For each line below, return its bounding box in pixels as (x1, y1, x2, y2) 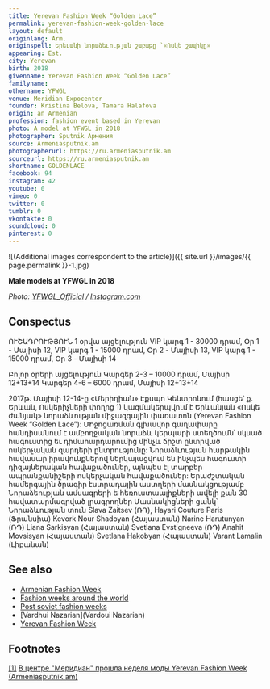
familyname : (8, 79, 48, 87)
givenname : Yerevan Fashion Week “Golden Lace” (8, 72, 172, 80)
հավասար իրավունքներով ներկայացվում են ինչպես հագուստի (8, 453, 247, 463)
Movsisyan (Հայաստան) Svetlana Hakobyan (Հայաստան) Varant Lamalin (8, 531, 263, 540)
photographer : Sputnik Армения (8, 132, 114, 140)
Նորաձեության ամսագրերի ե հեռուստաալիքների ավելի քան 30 (8, 488, 248, 498)
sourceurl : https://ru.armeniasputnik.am (8, 154, 150, 162)
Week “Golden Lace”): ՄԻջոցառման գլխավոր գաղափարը (8, 419, 218, 429)
